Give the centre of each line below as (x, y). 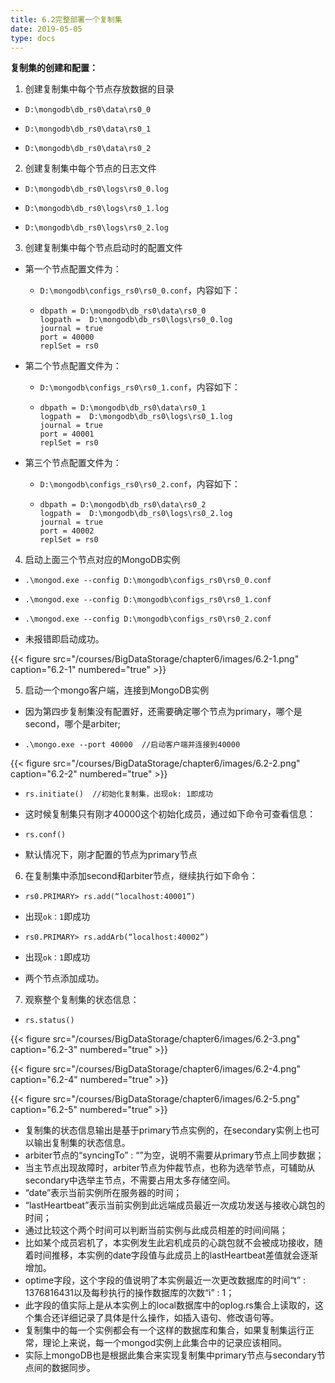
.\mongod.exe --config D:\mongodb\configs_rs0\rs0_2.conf (148, 619)
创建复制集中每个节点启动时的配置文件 (103, 248)
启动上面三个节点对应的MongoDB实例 (102, 560)
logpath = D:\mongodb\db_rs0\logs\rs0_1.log (136, 417)
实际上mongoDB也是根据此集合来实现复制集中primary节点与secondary (170, 1355)
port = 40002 (67, 531)
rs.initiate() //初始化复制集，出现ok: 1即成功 (118, 794)
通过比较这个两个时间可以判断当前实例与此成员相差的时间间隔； (156, 1230)
